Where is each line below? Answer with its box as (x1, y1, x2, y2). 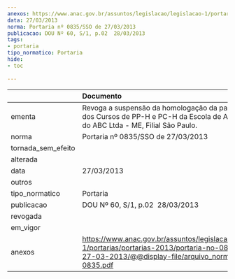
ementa (10, 111, 36, 121)
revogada (10, 211, 42, 221)
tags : (7, 36, 23, 43)
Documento (82, 91, 122, 101)
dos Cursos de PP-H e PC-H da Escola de (82, 111, 222, 121)
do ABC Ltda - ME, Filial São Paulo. (82, 120, 198, 130)
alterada (10, 155, 38, 164)
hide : (7, 56, 23, 63)
